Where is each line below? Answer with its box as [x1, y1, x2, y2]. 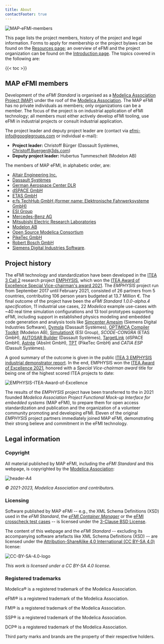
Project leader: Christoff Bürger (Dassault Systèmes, [12, 143, 119, 149]
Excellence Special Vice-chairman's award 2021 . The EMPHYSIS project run [5, 283, 159, 288]
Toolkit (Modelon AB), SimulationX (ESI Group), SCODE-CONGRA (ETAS [5, 330, 150, 335]
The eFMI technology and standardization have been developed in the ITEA [5, 272, 157, 278]
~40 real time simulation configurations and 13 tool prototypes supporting [5, 309, 154, 314]
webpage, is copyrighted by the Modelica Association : [5, 465, 115, 471]
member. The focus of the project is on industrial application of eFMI [5, 108, 143, 114]
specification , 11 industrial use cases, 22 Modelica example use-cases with [5, 304, 157, 309]
